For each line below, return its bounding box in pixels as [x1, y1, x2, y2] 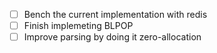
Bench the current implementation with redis [23, 9, 208, 20]
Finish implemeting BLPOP [23, 20, 134, 32]
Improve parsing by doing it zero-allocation [23, 31, 202, 43]
